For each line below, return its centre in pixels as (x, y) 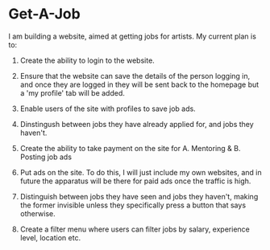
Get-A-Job (44, 14)
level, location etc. (50, 237)
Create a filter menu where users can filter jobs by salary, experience (135, 229)
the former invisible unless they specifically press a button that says (133, 205)
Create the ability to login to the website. (87, 60)
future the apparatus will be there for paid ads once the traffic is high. (135, 181)
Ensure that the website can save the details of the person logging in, (135, 76)
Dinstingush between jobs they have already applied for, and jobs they (137, 124)
